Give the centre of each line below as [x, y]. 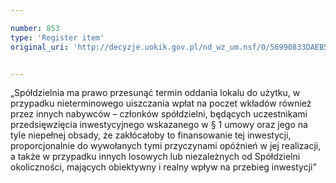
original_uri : [40, 47]
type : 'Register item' [57, 37]
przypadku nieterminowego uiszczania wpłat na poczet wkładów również [161, 103]
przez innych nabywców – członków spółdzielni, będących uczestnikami [159, 114]
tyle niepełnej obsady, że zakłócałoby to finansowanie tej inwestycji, [151, 135]
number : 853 [35, 28]
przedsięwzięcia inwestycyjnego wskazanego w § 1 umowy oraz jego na [159, 125]
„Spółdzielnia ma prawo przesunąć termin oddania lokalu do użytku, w [155, 93]
